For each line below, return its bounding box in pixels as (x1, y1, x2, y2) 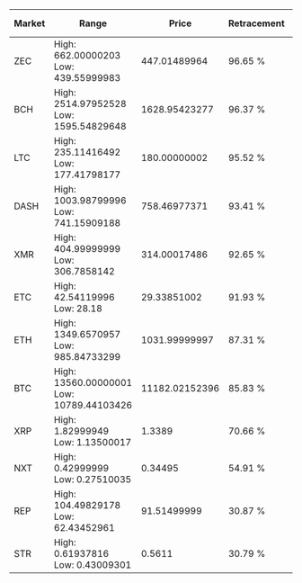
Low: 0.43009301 (53, 559, 132, 570)
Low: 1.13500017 (53, 436, 132, 448)
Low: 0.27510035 (53, 473, 132, 485)
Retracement (227, 17, 285, 30)
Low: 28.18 (53, 302, 103, 314)
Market (13, 17, 46, 30)
